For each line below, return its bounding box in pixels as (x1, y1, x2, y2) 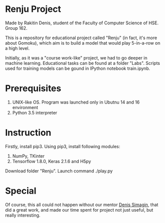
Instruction (5, 127, 51, 138)
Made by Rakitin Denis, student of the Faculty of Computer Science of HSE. (5, 20, 159, 26)
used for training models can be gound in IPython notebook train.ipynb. (5, 65, 151, 71)
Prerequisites (5, 83, 62, 94)
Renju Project (5, 3, 61, 15)
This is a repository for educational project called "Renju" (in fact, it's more (5, 35, 157, 41)
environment (12, 104, 39, 110)
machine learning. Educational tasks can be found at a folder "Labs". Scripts (5, 60, 161, 66)
